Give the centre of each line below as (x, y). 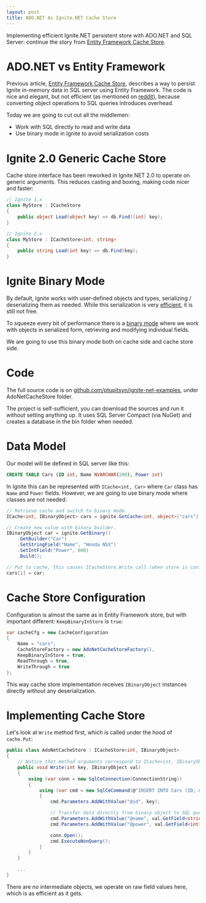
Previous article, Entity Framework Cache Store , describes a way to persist (101, 84)
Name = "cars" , (37, 644)
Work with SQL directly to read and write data (73, 127)
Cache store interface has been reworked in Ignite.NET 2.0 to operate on (98, 175)
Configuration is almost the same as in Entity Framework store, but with (97, 615)
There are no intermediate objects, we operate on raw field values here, (97, 886)
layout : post (23, 12)
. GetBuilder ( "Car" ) (42, 539)
